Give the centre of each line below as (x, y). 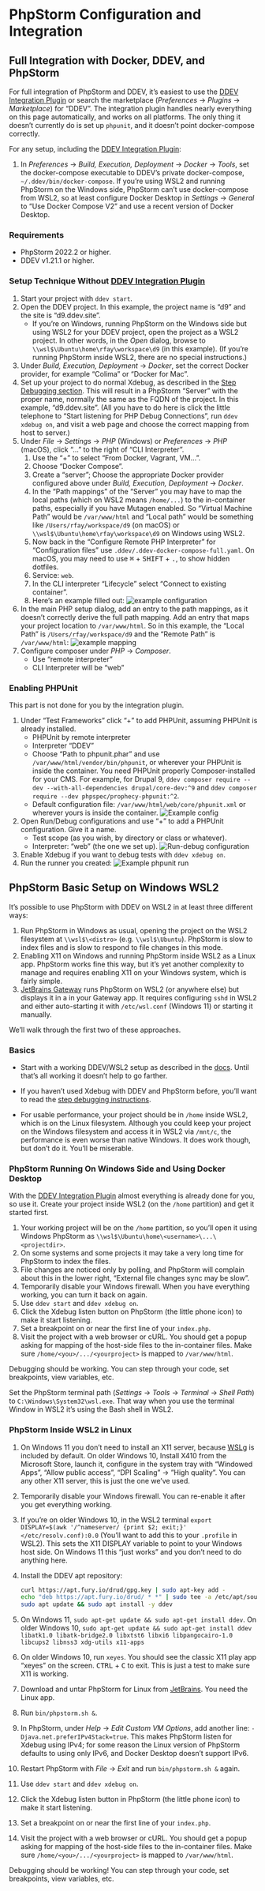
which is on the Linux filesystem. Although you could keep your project (136, 1123)
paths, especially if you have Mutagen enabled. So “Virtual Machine (142, 508)
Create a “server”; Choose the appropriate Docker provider (128, 475)
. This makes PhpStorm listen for (179, 1737)
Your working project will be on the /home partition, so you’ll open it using (139, 1228)
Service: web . (53, 575)
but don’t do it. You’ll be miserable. (77, 1148)
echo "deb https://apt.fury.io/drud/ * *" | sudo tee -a (116, 1597)
